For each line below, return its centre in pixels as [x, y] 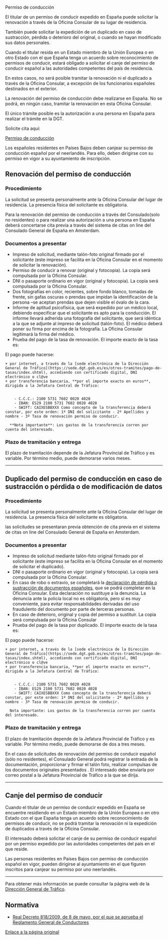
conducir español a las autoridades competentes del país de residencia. [79, 68]
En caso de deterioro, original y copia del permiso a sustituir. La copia [84, 615]
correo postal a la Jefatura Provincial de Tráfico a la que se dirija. [72, 775]
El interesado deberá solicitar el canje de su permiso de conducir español [81, 838]
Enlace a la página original [32, 932]
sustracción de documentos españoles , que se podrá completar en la [84, 588]
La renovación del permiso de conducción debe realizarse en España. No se [84, 98]
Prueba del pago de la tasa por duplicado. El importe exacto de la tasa [85, 625]
